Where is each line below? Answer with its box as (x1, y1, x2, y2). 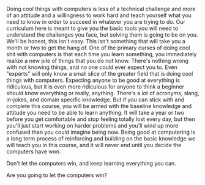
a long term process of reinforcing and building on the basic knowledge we (6, 135, 196, 142)
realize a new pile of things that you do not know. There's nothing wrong (6, 57, 188, 64)
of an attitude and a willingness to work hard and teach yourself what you (6, 12, 192, 19)
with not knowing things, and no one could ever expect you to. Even (6, 63, 177, 71)
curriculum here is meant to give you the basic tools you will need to (6, 24, 179, 32)
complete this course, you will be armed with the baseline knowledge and (6, 103, 192, 109)
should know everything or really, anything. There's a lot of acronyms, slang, (6, 90, 199, 96)
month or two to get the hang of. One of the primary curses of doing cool (6, 44, 190, 51)
